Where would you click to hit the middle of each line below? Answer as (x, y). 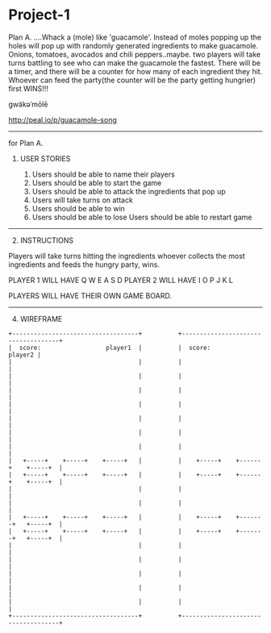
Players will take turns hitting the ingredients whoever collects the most (127, 256)
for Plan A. (26, 143)
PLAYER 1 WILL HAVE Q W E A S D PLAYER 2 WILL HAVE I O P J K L (121, 280)
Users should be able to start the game (97, 182)
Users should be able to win (78, 208)
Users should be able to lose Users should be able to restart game (142, 217)
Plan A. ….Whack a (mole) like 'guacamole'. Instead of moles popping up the (135, 37)
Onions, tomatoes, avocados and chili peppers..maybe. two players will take (134, 54)
